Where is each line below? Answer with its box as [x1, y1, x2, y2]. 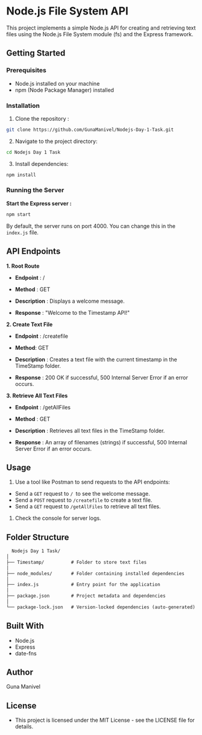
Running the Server [6, 186, 65, 194]
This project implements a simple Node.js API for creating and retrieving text [6, 24, 196, 31]
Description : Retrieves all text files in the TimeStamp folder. [14, 427, 165, 434]
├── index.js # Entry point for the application [6, 582, 161, 588]
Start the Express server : [6, 200, 72, 207]
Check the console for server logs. [14, 514, 101, 522]
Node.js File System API [6, 4, 128, 18]
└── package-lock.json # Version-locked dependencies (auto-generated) [6, 604, 196, 610]
